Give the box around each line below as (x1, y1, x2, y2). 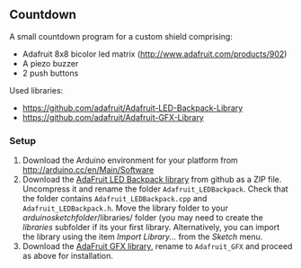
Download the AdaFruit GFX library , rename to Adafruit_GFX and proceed (22, 241, 293, 252)
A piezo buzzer (22, 58, 79, 68)
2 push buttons (22, 67, 79, 78)
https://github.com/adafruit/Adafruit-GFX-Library (22, 112, 204, 122)
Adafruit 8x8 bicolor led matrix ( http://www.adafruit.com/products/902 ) (22, 49, 288, 59)
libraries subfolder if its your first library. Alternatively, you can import (22, 222, 280, 233)
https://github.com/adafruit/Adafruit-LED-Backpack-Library (22, 103, 243, 113)
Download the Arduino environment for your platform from (22, 155, 238, 165)
